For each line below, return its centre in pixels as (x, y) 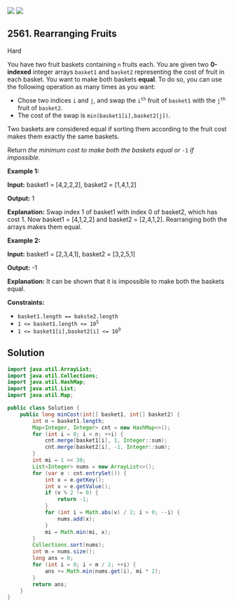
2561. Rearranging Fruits (62, 34)
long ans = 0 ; (53, 559)
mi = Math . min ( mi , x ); (78, 532)
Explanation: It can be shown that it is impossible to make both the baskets (116, 281)
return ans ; (50, 584)
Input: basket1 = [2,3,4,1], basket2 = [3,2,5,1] (71, 254)
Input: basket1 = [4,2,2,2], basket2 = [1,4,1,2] (72, 184)
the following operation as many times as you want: (82, 86)
